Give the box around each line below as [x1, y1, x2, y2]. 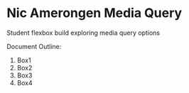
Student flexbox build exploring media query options [6, 28, 161, 37]
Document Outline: [6, 42, 62, 50]
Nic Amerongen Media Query [6, 5, 183, 21]
